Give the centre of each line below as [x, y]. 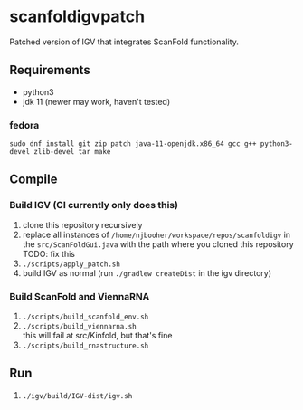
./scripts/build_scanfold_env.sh [85, 317]
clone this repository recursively [82, 224]
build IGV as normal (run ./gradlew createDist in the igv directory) [147, 272]
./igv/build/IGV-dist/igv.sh [77, 396]
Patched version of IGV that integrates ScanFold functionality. [124, 42]
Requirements [50, 70]
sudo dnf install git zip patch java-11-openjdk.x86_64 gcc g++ [133, 144]
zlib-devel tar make [72, 152]
